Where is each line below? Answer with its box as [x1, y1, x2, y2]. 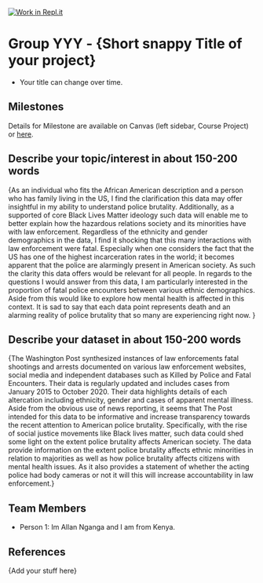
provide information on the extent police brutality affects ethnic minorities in [8, 446, 254, 455]
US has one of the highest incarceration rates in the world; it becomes [8, 252, 235, 261]
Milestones [8, 100, 64, 114]
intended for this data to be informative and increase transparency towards [8, 412, 251, 421]
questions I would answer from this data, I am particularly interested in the [8, 277, 248, 286]
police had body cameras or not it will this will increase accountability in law [8, 471, 254, 480]
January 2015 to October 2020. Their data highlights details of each [8, 387, 228, 396]
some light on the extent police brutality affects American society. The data [8, 437, 252, 446]
